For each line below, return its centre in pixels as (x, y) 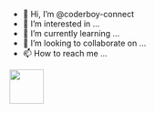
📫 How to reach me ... (65, 53)
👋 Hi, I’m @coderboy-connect (78, 14)
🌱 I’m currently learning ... (71, 33)
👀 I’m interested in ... (61, 24)
